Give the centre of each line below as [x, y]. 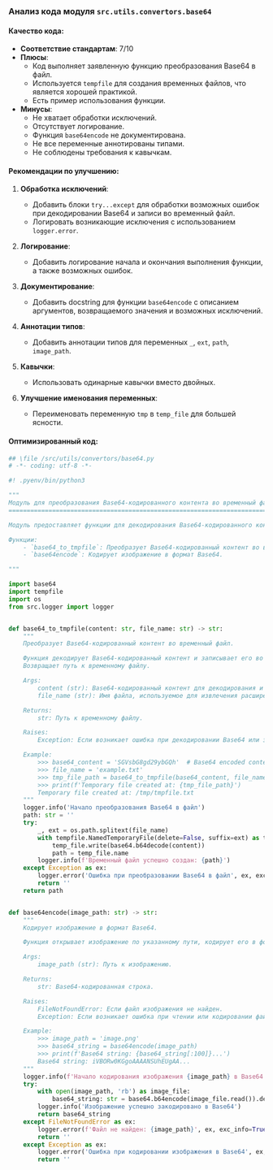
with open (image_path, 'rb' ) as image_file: [114, 1092]
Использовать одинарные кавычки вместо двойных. [124, 383]
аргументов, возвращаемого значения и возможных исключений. [147, 311]
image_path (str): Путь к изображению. [105, 964]
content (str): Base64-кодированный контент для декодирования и [151, 688]
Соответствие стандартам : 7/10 [77, 49]
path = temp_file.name [90, 853]
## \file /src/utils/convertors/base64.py [81, 458]
